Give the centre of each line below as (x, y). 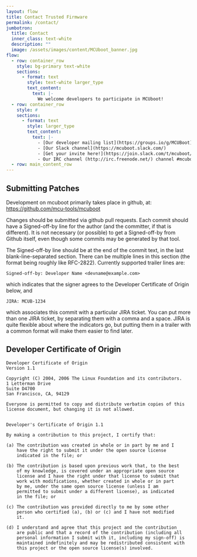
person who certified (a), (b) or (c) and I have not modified (96, 512)
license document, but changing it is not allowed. (70, 409)
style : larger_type (51, 126)
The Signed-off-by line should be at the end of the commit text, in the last (95, 250)
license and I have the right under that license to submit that (98, 476)
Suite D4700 (21, 388)
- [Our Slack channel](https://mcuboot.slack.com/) (102, 148)
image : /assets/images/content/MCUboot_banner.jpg (74, 50)
